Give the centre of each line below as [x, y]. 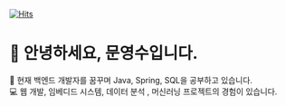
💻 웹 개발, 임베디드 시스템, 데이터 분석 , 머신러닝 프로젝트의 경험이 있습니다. [143, 92]
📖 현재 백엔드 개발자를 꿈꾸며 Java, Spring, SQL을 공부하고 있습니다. [131, 80]
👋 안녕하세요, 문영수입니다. [104, 53]
